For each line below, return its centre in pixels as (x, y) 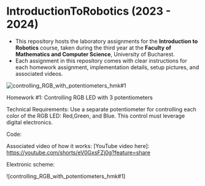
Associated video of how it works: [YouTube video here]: (78, 146)
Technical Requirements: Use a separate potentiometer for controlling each (101, 109)
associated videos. (39, 73)
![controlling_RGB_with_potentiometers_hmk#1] (66, 176)
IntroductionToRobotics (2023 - (89, 11)
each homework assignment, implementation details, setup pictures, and (107, 67)
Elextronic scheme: (31, 164)
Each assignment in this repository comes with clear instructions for (101, 61)
